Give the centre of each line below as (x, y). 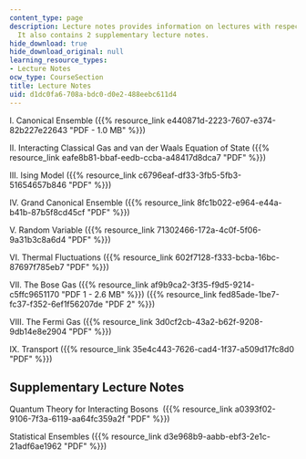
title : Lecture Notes (51, 86)
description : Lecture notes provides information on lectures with (140, 26)
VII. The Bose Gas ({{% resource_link (79, 285)
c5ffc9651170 (35, 294)
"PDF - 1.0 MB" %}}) (107, 130)
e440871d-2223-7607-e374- (221, 120)
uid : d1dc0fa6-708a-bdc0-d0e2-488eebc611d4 (93, 94)
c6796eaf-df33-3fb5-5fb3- (190, 175)
